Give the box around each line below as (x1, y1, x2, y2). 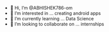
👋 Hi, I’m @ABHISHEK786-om (10, 5, 73, 11)
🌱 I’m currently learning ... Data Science (10, 16, 94, 21)
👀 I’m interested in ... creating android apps (10, 10, 101, 16)
